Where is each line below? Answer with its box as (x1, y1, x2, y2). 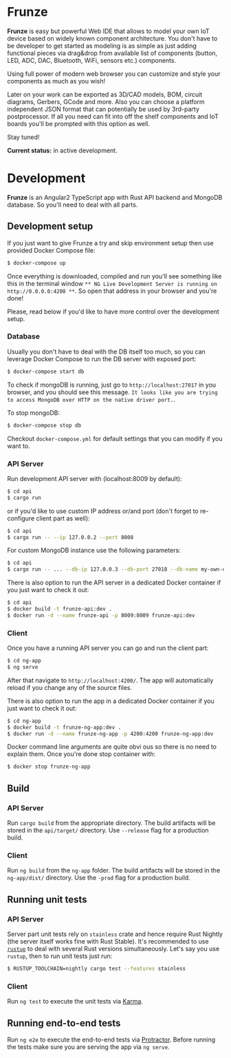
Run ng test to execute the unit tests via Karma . (7, 997, 143, 1006)
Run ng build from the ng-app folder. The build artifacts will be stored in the (7, 866, 221, 875)
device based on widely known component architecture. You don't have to (7, 34, 218, 42)
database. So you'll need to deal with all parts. (7, 201, 138, 209)
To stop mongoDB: (7, 408, 60, 417)
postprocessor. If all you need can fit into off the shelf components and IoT (7, 112, 219, 121)
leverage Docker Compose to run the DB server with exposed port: (7, 354, 197, 363)
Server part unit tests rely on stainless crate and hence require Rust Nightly (7, 930, 223, 938)
